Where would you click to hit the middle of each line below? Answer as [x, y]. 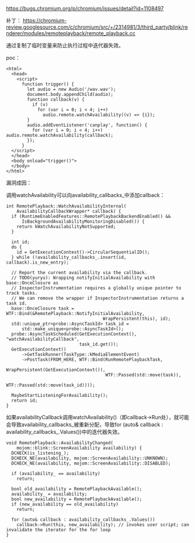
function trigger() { [48, 84]
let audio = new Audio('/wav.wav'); [72, 89]
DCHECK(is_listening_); [40, 453]
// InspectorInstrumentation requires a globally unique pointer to [96, 288]
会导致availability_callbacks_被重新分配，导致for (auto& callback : [85, 424]
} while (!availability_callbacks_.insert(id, [69, 257]
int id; [21, 242]
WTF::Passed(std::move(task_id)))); [51, 385]
